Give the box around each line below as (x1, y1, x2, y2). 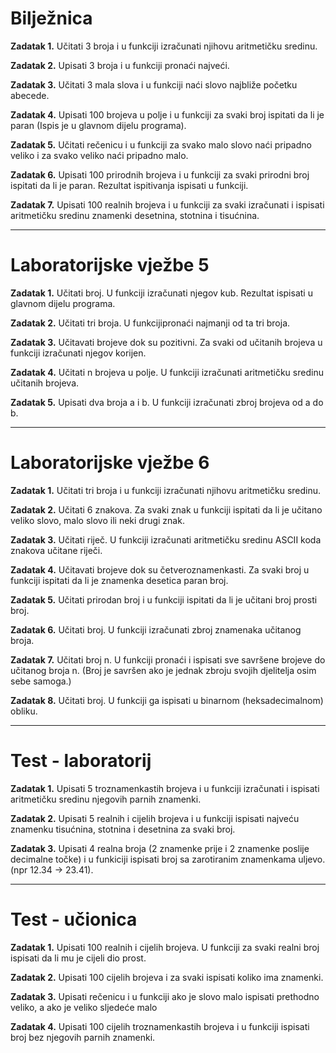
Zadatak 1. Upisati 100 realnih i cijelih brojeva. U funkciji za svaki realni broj (10, 941, 320, 953)
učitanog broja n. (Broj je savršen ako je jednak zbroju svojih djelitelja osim (10, 664, 317, 676)
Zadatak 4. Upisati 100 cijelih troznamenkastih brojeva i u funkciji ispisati (10, 1020, 310, 1032)
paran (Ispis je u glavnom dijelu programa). (10, 119, 187, 131)
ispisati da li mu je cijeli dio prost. (10, 952, 147, 964)
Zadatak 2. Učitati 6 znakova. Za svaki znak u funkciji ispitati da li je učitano (10, 503, 323, 516)
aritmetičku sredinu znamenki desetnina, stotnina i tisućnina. (10, 209, 260, 221)
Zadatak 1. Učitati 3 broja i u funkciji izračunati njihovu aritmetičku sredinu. (10, 40, 318, 52)
